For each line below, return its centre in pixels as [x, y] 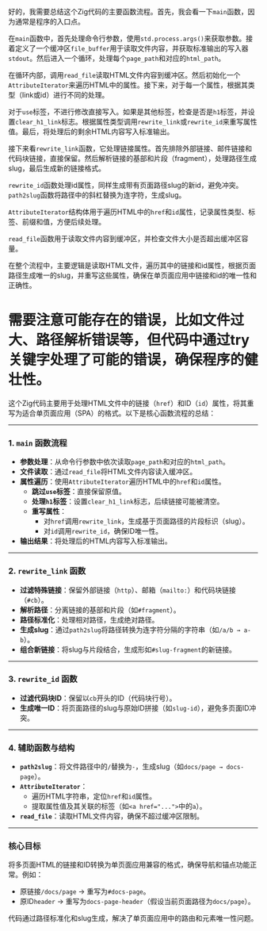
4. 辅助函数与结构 [42, 748]
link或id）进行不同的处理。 [65, 95]
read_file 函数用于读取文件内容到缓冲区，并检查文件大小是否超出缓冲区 [125, 239]
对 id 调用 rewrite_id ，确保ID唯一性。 [103, 531]
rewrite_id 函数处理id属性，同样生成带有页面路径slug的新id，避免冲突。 [126, 185]
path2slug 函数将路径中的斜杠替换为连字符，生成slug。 [97, 195]
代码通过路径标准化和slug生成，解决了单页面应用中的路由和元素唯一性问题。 [133, 918]
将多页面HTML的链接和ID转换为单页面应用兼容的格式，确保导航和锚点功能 [129, 865]
